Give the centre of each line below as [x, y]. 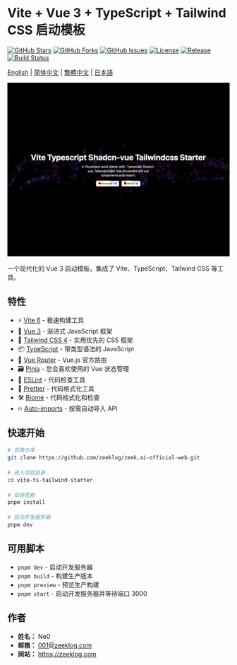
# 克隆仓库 [21, 450]
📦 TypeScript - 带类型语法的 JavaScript [76, 348]
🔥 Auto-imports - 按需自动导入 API [67, 408]
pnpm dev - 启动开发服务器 [55, 567]
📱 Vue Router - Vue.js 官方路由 [62, 360]
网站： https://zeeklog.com [57, 654]
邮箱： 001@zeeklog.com [55, 645]
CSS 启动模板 [47, 30]
